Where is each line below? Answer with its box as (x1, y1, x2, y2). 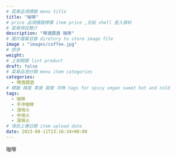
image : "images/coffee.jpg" (6, 42, 77, 48)
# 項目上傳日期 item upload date (6, 123, 82, 129)
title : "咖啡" (6, 14, 39, 20)
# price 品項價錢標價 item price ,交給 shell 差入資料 (6, 19, 132, 25)
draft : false (6, 63, 38, 69)
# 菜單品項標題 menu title (6, 8, 67, 15)
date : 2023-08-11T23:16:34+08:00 (6, 129, 88, 135)
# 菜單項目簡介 (6, 25, 38, 31)
